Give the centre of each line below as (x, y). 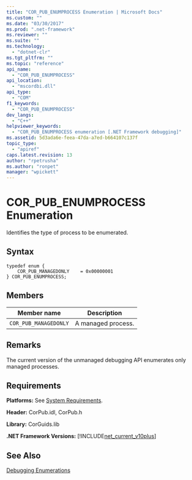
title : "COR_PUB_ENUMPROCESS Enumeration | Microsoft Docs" (85, 12)
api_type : (19, 92)
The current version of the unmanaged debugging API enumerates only (96, 360)
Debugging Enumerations (39, 470)
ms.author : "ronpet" (33, 167)
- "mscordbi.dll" (34, 87)
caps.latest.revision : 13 (39, 155)
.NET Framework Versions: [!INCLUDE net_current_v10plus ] (81, 436)
